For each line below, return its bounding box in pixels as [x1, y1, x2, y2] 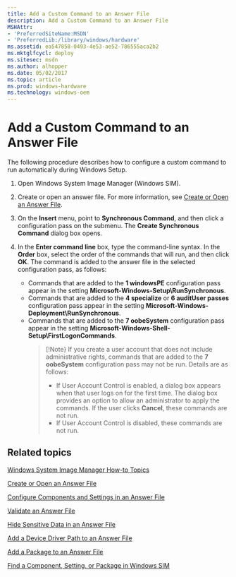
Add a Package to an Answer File [7, 547, 104, 556]
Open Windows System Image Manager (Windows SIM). [17, 179, 181, 188]
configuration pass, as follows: [17, 266, 107, 274]
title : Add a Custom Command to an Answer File [7, 10, 150, 18]
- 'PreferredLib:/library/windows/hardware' [7, 37, 140, 44]
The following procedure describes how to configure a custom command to [7, 158, 227, 167]
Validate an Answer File [7, 506, 75, 515]
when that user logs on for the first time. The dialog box [56, 389, 218, 398]
